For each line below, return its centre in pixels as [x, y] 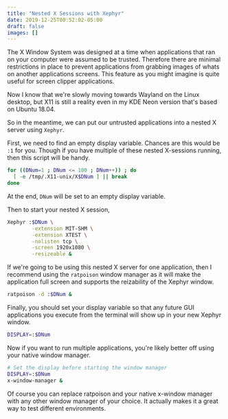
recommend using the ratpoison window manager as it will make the [104, 275]
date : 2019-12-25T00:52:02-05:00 [55, 20]
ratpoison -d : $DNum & [39, 295]
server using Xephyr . [36, 130]
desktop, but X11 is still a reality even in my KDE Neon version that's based [112, 102]
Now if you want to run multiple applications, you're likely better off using [111, 348]
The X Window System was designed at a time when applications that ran [111, 52]
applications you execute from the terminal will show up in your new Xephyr [114, 315]
